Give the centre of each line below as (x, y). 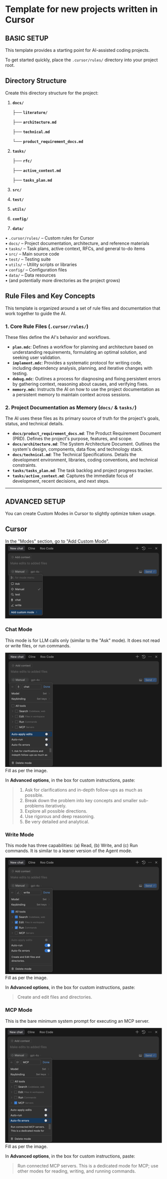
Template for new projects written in (82, 9)
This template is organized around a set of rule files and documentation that (83, 308)
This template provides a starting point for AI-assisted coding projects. (78, 50)
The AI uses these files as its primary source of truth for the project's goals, (83, 418)
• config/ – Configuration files (36, 270)
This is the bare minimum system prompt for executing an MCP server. (78, 1021)
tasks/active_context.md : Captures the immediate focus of (73, 476)
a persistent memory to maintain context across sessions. (71, 394)
